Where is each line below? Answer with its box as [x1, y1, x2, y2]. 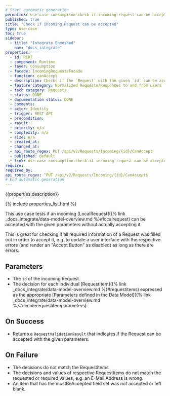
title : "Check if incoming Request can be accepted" [5, 21, 119, 27]
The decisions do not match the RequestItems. [12, 364, 110, 370]
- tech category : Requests [10, 87, 67, 93]
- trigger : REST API [10, 111, 53, 117]
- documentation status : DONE [10, 97, 73, 102]
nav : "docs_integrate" [14, 45, 62, 50]
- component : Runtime [10, 59, 56, 64]
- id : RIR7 [10, 54, 33, 60]
